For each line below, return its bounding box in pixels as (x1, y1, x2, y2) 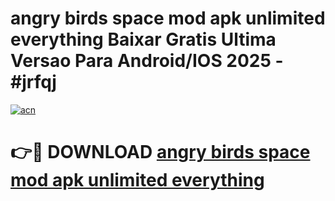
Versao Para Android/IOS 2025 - (10, 50, 284, 72)
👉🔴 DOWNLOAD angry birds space (10, 141, 311, 164)
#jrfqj (10, 71, 57, 94)
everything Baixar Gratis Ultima (10, 28, 277, 51)
